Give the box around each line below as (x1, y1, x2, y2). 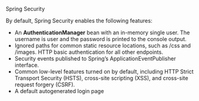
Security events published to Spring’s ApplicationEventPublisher (14, 55, 176, 62)
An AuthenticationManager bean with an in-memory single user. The (14, 29, 190, 36)
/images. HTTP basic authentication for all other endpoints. (14, 48, 164, 56)
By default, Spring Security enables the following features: (5, 17, 153, 24)
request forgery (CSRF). (14, 81, 75, 88)
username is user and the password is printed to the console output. (14, 36, 187, 42)
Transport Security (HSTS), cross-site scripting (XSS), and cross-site (14, 75, 189, 81)
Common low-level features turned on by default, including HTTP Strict (14, 68, 194, 75)
